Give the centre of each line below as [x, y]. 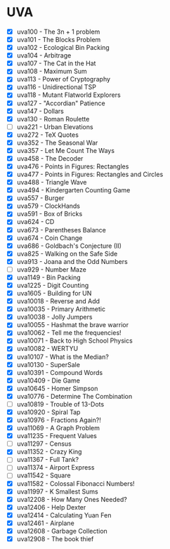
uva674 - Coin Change [50, 238]
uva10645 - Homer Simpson [57, 388]
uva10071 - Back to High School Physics [74, 340]
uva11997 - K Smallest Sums [58, 491]
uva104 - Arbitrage [44, 55]
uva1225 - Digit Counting [53, 285]
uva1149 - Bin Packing [49, 277]
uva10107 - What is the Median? [63, 357]
